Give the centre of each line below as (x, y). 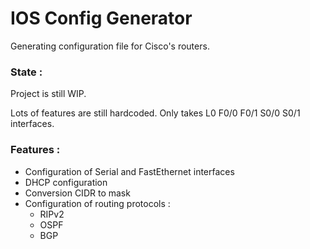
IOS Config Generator (101, 18)
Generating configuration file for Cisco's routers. (110, 46)
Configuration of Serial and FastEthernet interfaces (129, 171)
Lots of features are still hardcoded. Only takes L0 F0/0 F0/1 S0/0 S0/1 (155, 113)
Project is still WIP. (48, 94)
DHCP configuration (66, 182)
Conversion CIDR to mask (77, 193)
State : (26, 72)
